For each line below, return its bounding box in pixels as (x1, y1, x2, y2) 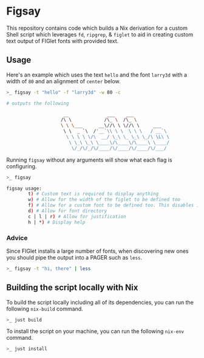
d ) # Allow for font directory (28, 208, 107, 214)
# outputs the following (6, 100, 69, 106)
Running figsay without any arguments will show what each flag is (6, 156, 172, 164)
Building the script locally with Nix (6, 283, 138, 293)
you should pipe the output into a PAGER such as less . (6, 253, 143, 261)
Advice (6, 233, 28, 242)
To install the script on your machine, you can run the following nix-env (6, 328, 185, 335)
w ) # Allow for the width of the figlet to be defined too (28, 196, 181, 203)
